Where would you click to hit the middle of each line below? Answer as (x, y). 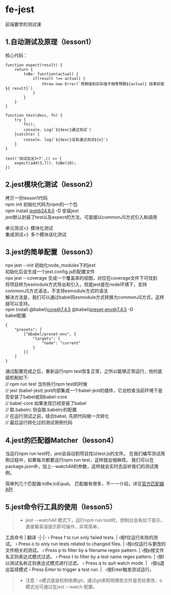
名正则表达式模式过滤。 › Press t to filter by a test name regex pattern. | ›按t (85, 557)
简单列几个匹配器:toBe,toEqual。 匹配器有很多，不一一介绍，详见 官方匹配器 (85, 484)
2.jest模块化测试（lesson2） (51, 185)
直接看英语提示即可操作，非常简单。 (64, 527)
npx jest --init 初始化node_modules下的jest (51, 265)
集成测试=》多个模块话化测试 (36, 234)
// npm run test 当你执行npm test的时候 (46, 384)
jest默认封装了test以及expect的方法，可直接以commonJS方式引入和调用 (81, 217)
